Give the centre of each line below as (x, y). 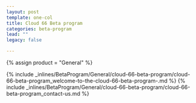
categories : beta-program (39, 29)
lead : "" (17, 35)
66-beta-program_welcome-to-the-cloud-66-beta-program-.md (87, 81)
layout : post (23, 12)
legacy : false (24, 40)
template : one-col (29, 18)
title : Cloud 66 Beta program (45, 23)
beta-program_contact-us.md (43, 94)
